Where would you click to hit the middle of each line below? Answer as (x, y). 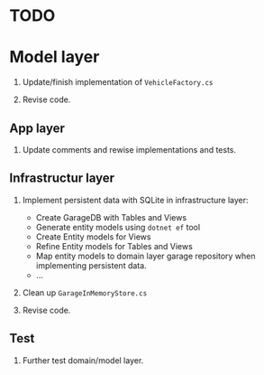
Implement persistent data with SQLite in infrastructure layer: (135, 200)
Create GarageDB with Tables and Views (111, 217)
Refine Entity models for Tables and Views (114, 246)
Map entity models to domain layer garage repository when (146, 256)
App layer (37, 128)
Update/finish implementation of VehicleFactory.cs (118, 82)
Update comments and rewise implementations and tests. (129, 149)
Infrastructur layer (62, 178)
